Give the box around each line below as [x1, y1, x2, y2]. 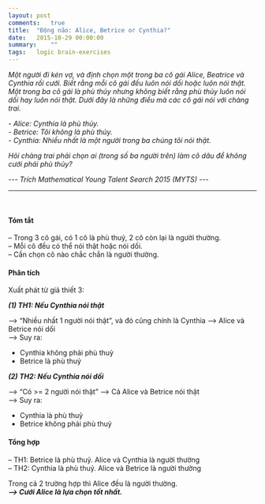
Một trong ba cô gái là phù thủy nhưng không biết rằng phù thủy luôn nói [8, 87, 246, 96]
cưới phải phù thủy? [8, 160, 73, 168]
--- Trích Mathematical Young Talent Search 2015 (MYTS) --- [8, 175, 209, 184]
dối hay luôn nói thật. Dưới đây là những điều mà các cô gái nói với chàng [8, 96, 249, 104]
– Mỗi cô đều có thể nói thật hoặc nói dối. [8, 242, 144, 251]
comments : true [8, 19, 65, 27]
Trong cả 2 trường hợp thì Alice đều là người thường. [8, 479, 178, 488]
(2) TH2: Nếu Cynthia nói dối [8, 372, 104, 382]
